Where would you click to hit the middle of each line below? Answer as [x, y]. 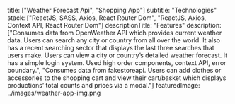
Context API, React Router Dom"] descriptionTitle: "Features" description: [114, 25]
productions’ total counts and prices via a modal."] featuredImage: [104, 85]
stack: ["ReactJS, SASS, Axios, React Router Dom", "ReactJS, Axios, [107, 18]
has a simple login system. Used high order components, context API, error [117, 63]
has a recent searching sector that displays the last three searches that [111, 48]
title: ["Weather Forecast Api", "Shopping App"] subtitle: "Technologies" [112, 10]
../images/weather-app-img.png [54, 93]
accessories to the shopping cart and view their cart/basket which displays [117, 78]
